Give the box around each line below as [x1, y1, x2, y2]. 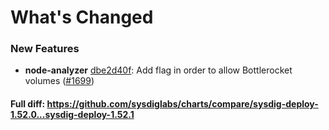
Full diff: [10, 98, 46, 110]
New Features [10, 42, 80, 56]
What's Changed [10, 6, 154, 29]
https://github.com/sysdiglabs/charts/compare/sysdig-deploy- [46, 98, 319, 110]
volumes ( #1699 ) [24, 75, 95, 87]
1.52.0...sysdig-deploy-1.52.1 [10, 109, 135, 121]
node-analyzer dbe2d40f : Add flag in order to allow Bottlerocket [24, 64, 293, 76]
